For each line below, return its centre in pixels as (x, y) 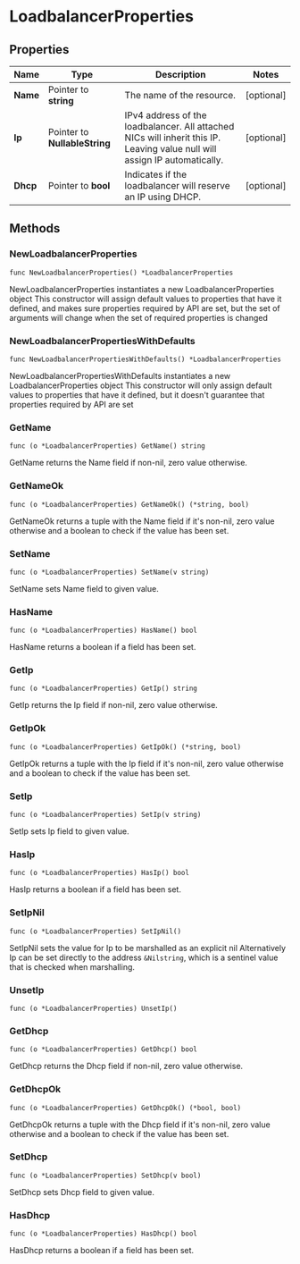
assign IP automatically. (174, 160)
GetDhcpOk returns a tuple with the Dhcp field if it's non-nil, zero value (140, 1125)
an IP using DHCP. (163, 197)
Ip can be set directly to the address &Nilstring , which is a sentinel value (144, 957)
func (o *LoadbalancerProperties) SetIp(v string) (105, 815)
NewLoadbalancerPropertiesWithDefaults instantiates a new (120, 375)
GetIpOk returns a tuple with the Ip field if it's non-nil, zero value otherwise (146, 763)
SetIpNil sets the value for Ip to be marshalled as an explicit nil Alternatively (148, 948)
